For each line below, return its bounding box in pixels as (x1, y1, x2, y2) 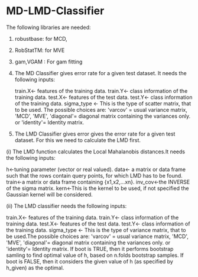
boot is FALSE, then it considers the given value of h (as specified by (6, 257, 173, 265)
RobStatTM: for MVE (14, 46, 65, 54)
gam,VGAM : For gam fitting (14, 58, 83, 65)
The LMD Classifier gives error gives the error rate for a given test (14, 130, 176, 137)
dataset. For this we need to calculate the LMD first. (14, 136, 141, 143)
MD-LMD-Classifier (6, 4, 105, 18)
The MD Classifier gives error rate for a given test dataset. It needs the (14, 69, 187, 76)
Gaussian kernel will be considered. (6, 191, 93, 198)
